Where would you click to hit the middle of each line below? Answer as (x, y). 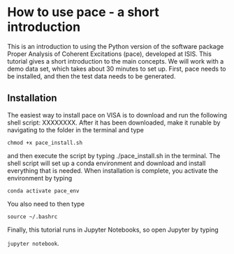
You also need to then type (46, 204)
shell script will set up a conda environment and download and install (107, 163)
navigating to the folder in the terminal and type (76, 129)
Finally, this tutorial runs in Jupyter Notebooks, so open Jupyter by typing (113, 230)
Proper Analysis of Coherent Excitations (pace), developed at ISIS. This (109, 54)
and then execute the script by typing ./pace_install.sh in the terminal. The (114, 155)
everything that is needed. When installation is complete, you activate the (113, 170)
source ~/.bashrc (32, 217)
